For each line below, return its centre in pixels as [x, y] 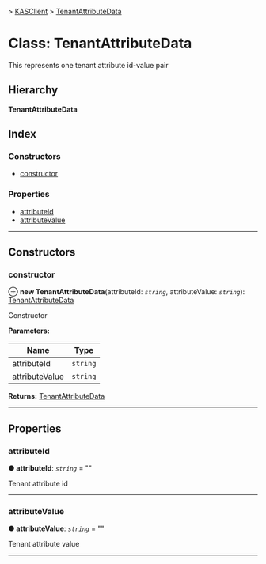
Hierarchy [33, 90]
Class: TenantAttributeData [100, 44]
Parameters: [29, 331]
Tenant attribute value [44, 544]
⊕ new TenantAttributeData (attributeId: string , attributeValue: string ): [127, 292]
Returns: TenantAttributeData [57, 396]
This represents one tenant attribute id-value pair [88, 65]
